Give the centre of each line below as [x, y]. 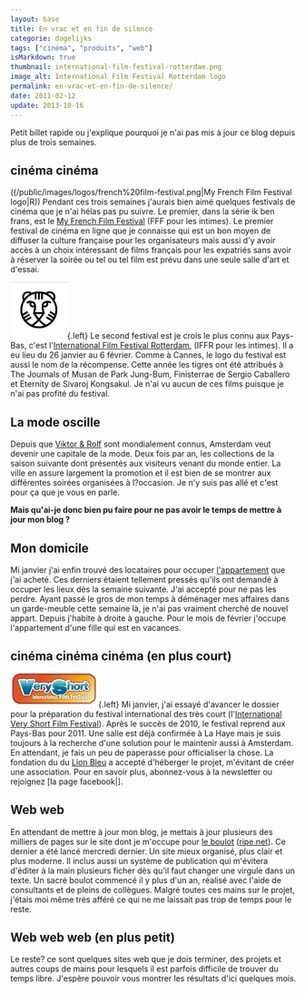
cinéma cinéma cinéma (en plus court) [121, 657]
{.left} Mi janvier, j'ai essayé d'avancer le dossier [189, 704]
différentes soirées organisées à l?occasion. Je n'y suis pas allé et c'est [144, 483]
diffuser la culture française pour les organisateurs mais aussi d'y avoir [143, 241]
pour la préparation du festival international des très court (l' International [146, 713]
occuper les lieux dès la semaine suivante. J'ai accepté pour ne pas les [143, 589]
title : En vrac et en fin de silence [82, 29]
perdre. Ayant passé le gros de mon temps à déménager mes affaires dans [150, 598]
